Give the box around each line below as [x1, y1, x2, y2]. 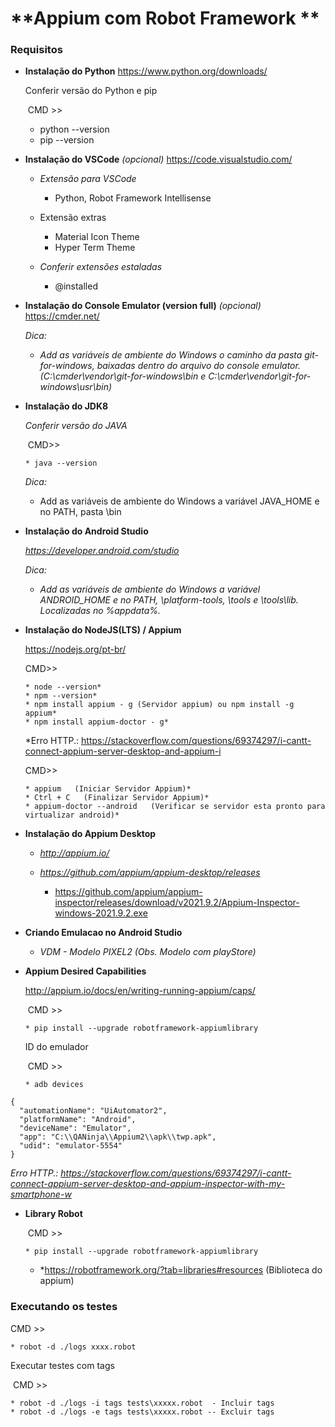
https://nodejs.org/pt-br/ [24, 643, 127, 656]
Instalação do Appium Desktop [24, 828, 157, 840]
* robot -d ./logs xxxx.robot [10, 1342, 137, 1352]
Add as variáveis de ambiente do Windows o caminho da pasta [39, 349, 303, 361]
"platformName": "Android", [19, 1115, 137, 1125]
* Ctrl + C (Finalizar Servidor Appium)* [24, 793, 210, 803]
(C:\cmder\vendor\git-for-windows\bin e [39, 370, 207, 382]
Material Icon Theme [54, 231, 140, 243]
